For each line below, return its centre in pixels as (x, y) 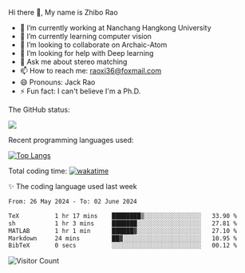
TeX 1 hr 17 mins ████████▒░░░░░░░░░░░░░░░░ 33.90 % (123, 216)
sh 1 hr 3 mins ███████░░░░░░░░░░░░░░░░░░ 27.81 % (123, 224)
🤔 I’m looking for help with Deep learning (87, 53)
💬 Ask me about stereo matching (73, 61)
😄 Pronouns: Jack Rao (57, 82)
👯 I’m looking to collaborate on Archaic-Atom (93, 45)
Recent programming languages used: (71, 140)
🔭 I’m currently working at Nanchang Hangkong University (115, 28)
